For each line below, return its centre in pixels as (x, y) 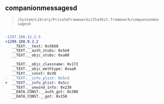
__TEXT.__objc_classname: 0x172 (45, 64)
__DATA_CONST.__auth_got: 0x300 (45, 92)
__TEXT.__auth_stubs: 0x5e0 (41, 51)
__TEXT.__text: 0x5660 (35, 46)
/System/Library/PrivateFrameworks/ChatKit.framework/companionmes (88, 19)
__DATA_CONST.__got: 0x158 (40, 97)
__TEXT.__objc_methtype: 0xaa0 (44, 69)
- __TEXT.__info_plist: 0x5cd (37, 78)
